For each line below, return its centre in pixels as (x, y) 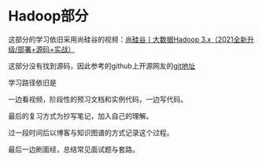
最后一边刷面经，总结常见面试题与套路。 (74, 149)
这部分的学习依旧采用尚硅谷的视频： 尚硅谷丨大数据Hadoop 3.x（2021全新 (128, 39)
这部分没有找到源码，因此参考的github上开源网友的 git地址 (102, 66)
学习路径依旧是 (32, 82)
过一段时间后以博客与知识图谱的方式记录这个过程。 (91, 132)
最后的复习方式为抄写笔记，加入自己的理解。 (81, 115)
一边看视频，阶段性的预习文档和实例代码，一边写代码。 (98, 99)
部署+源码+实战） (46, 49)
